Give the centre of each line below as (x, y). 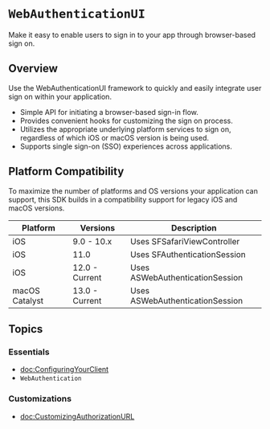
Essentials (29, 352)
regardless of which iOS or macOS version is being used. (115, 137)
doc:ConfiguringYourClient (64, 370)
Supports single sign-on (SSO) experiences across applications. (126, 146)
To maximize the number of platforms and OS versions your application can (133, 190)
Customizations (40, 398)
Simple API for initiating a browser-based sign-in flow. (109, 112)
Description (194, 227)
